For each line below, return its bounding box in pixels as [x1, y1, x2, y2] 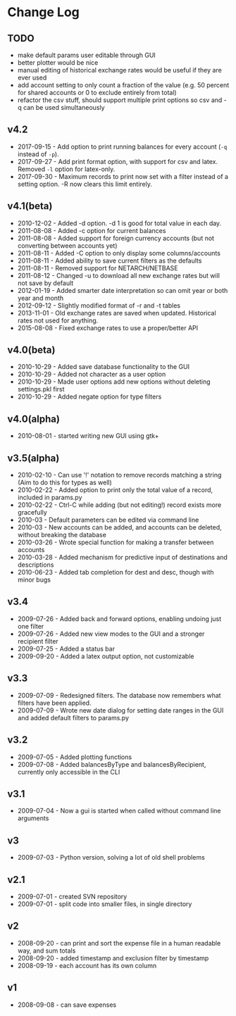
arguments [17, 814, 49, 822]
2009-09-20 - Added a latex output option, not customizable [17, 652, 194, 660]
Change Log [7, 4, 80, 20]
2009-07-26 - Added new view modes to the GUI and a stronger [17, 629, 205, 638]
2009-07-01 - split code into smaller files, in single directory [17, 899, 192, 908]
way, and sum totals [17, 946, 76, 955]
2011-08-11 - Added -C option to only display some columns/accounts [17, 249, 221, 257]
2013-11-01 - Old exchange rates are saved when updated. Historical [17, 308, 216, 317]
